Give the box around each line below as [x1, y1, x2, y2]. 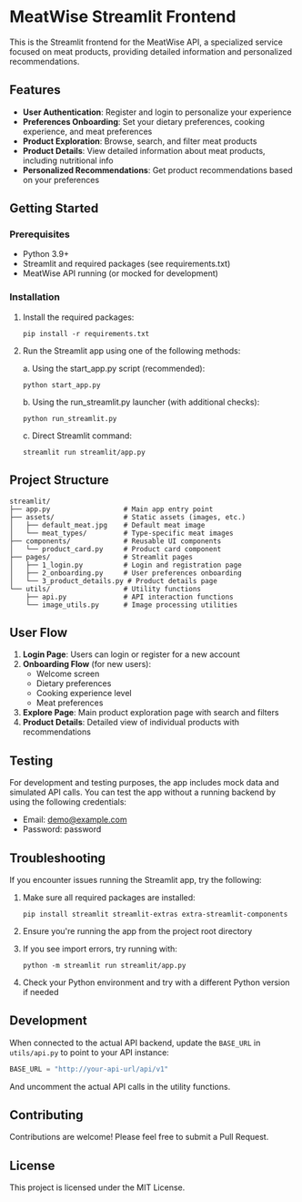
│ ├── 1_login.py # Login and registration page [9, 560, 243, 570]
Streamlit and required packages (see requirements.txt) [22, 258, 231, 270]
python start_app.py [22, 380, 101, 389]
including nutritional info [22, 155, 114, 166]
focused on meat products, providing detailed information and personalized [9, 46, 293, 57]
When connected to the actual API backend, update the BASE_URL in [9, 1037, 261, 1048]
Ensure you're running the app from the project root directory [22, 925, 253, 936]
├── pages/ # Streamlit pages [9, 552, 194, 561]
